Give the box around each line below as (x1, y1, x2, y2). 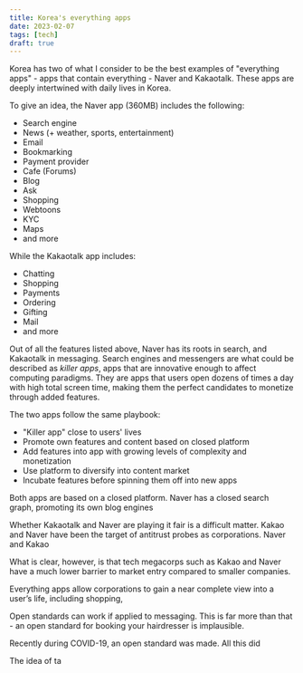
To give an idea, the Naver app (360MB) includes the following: (9, 101, 245, 111)
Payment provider (22, 156, 90, 168)
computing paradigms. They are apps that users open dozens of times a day (9, 372, 294, 383)
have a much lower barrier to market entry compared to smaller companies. (9, 566, 291, 577)
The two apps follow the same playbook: (9, 409, 161, 420)
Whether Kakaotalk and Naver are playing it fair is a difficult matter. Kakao (9, 520, 285, 531)
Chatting (22, 268, 55, 279)
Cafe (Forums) (22, 166, 77, 177)
